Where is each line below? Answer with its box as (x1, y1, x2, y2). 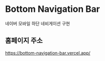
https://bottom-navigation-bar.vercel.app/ (5, 50, 91, 56)
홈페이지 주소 (5, 36, 43, 45)
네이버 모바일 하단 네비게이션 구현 (5, 20, 70, 26)
